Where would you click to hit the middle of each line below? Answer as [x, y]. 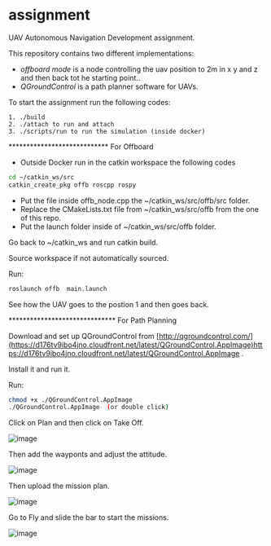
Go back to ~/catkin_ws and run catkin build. [83, 242]
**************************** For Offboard [81, 146]
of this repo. [41, 218]
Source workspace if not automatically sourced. [89, 258]
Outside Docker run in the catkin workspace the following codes [128, 162]
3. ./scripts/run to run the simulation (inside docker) [107, 131]
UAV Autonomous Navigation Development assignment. [102, 37]
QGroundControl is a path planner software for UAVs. [109, 86]
